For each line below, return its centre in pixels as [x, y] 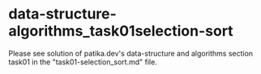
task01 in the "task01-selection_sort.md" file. [83, 62]
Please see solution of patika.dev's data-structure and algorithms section [131, 53]
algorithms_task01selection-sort [121, 31]
